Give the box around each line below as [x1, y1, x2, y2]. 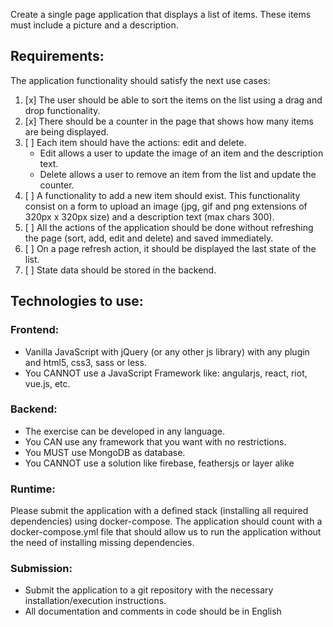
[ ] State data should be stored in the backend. [24, 264, 217, 276]
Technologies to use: [10, 293, 144, 310]
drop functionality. [24, 104, 101, 116]
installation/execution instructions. [24, 595, 167, 607]
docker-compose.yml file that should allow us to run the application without [10, 526, 322, 538]
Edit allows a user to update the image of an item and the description [39, 147, 324, 159]
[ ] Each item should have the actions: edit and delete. [24, 136, 247, 148]
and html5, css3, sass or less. [24, 356, 147, 368]
